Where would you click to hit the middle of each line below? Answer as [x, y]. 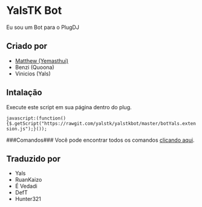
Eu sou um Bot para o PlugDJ [43, 27]
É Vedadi [26, 186]
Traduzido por [34, 158]
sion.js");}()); [27, 129]
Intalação [24, 93]
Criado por [27, 46]
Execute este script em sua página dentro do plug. [69, 107]
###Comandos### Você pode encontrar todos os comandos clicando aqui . [100, 140]
